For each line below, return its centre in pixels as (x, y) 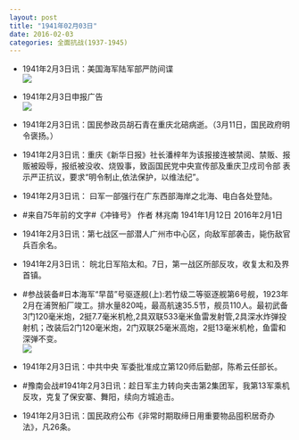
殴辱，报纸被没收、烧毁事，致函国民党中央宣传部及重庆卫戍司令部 (159, 166)
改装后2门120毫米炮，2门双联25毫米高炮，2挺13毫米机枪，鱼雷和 (166, 328)
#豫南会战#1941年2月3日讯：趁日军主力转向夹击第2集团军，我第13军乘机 (156, 386)
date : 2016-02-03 (42, 34)
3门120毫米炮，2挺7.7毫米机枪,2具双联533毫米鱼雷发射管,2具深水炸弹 (150, 317)
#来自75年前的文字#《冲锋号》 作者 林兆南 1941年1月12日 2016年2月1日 (153, 215)
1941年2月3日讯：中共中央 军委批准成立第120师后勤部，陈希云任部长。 (152, 367)
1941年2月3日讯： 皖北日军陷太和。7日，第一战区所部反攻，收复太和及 (152, 264)
